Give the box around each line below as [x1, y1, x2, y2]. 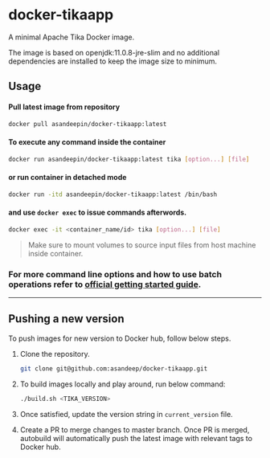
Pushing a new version [8, 312, 125, 326]
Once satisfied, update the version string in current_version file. [19, 409, 233, 419]
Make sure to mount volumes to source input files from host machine [27, 239, 256, 250]
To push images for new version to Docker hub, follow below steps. [8, 333, 231, 343]
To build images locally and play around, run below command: [19, 379, 226, 389]
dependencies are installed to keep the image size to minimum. [8, 56, 218, 66]
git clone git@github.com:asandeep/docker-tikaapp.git [19, 364, 208, 373]
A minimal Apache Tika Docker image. [8, 32, 135, 42]
